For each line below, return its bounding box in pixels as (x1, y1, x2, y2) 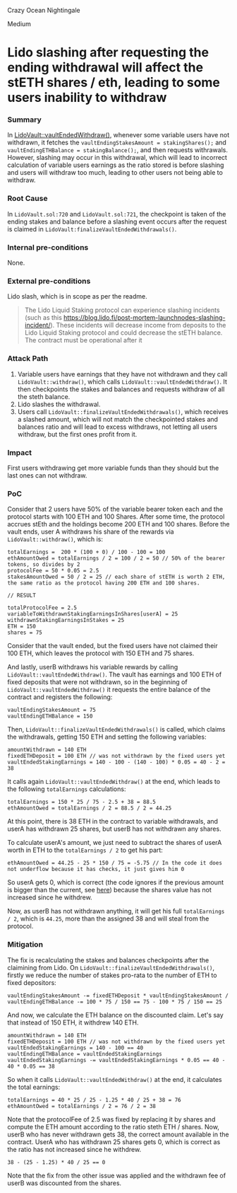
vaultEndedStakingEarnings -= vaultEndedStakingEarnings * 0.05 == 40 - (7, 1056, 226, 1064)
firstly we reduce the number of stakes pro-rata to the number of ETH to (7, 971, 217, 979)
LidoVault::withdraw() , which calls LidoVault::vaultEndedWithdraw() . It (17, 377, 227, 386)
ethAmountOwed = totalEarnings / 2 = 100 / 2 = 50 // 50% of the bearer (7, 555, 226, 562)
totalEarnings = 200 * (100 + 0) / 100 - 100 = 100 (7, 548, 166, 556)
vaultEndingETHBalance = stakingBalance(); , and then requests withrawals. (7, 146, 228, 154)
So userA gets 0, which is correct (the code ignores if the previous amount (7, 878, 224, 887)
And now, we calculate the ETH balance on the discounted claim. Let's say (7, 1010, 224, 1019)
